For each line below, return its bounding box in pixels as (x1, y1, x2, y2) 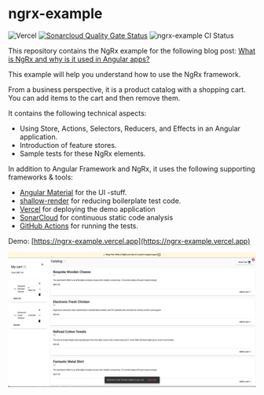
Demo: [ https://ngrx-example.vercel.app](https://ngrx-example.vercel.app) (8, 236, 251, 245)
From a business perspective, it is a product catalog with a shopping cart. (8, 84, 246, 94)
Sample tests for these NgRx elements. (19, 149, 146, 158)
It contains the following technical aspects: (8, 108, 147, 118)
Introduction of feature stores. (19, 140, 117, 150)
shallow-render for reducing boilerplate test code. (19, 196, 181, 205)
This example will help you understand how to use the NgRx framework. (8, 69, 241, 79)
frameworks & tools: (8, 172, 73, 182)
